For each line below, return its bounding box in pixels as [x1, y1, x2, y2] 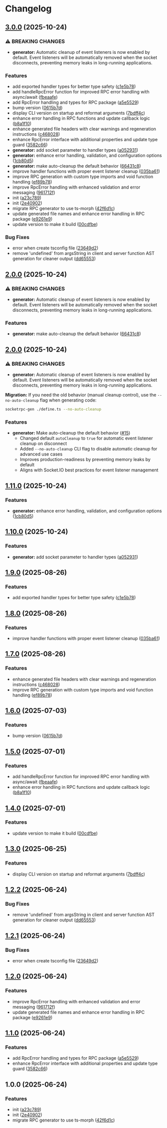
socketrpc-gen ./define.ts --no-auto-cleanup [5, 407, 101, 412]
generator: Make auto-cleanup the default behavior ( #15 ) [12, 430, 131, 436]
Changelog [5, 3, 52, 14]
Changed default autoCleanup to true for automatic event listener [19, 435, 153, 442]
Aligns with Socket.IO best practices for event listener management [19, 467, 159, 473]
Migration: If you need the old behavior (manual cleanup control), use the [5, 392, 157, 398]
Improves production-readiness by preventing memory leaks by [19, 456, 151, 462]
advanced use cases [19, 451, 63, 457]
